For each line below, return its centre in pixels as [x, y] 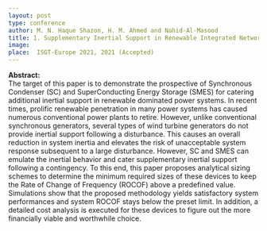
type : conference [37, 23]
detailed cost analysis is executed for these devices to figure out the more [130, 210]
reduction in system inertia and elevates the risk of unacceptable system [127, 142]
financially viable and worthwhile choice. [75, 218]
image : [19, 45]
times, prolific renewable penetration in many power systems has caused [128, 109]
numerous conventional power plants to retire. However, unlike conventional [132, 117]
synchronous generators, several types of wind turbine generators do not [128, 125]
